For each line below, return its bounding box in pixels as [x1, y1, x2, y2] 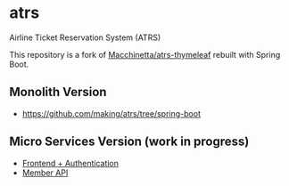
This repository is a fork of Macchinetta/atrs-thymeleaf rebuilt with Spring [9, 49, 281, 60]
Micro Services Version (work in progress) [9, 134, 250, 150]
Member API [21, 167, 69, 178]
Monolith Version [9, 85, 107, 100]
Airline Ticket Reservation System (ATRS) [9, 32, 161, 43]
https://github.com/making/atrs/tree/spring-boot [21, 108, 201, 118]
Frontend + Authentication [21, 158, 119, 168]
